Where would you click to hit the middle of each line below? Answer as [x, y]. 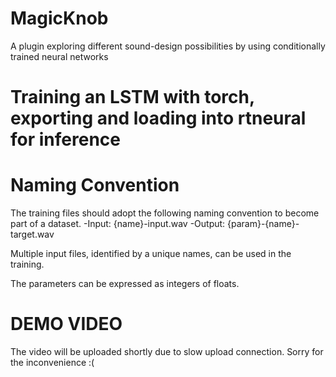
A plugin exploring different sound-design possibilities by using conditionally [168, 46]
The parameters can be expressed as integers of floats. [125, 284]
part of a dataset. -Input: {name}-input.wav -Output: [118, 224]
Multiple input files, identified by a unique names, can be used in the [151, 254]
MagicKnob [59, 18]
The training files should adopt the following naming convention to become [165, 213]
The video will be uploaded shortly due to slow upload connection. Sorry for [167, 351]
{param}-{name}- [263, 224]
